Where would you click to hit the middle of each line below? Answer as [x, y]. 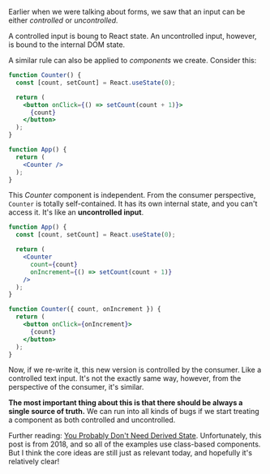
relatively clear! [34, 462]
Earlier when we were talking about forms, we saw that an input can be [127, 12]
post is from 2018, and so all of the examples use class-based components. [135, 444]
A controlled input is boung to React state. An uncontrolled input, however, [133, 36]
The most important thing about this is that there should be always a [126, 403]
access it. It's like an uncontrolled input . [76, 212]
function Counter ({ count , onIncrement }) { [85, 310]
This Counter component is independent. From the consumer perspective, [132, 195]
